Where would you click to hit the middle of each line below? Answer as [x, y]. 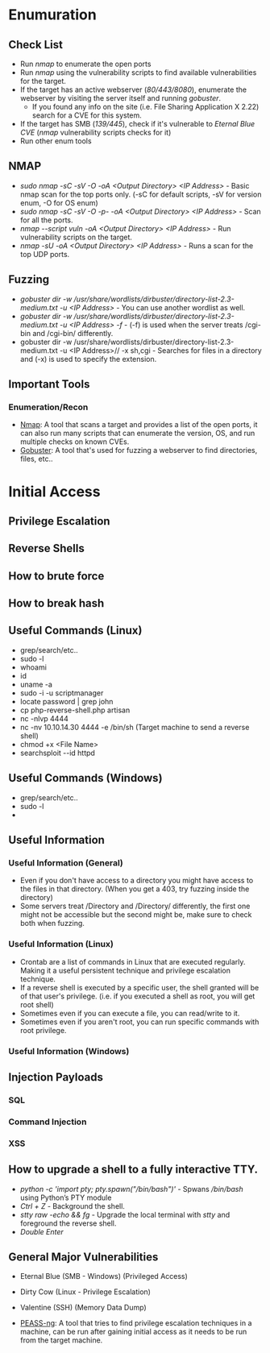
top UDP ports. [45, 254]
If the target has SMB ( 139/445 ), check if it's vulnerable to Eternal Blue [137, 124]
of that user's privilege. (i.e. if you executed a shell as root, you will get [137, 996]
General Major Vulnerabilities [83, 1257]
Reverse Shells [46, 548]
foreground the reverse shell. [68, 1223]
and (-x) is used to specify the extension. [88, 359]
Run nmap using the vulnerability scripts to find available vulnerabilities [138, 73]
